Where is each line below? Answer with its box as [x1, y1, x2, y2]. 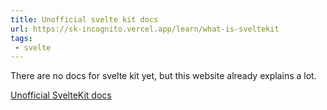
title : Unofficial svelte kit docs [10, 14, 159, 25]
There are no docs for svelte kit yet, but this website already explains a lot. [10, 70, 317, 82]
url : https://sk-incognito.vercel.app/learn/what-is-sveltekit [10, 24, 280, 34]
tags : [10, 33, 33, 43]
